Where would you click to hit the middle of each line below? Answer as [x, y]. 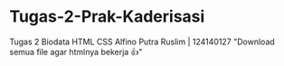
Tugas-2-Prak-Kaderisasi [107, 17]
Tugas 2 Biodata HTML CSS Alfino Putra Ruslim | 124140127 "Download [142, 42]
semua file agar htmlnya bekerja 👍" [76, 52]
